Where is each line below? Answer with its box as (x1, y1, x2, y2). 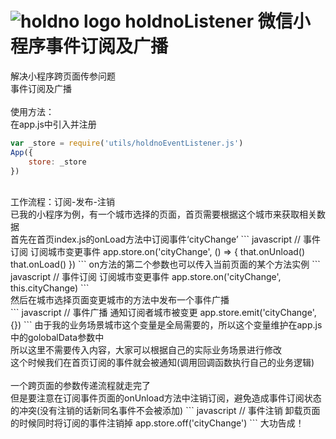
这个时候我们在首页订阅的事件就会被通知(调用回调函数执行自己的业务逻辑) (10, 357, 315, 369)
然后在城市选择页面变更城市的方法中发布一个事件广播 (10, 294, 230, 306)
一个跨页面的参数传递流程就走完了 (10, 380, 151, 392)
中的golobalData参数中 (10, 332, 105, 344)
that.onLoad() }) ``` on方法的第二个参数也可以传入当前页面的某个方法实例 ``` (10, 258, 321, 271)
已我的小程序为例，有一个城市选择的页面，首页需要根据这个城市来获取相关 (10, 208, 317, 221)
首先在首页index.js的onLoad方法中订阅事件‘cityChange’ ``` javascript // (10, 233, 302, 246)
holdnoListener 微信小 (124, 10, 311, 33)
